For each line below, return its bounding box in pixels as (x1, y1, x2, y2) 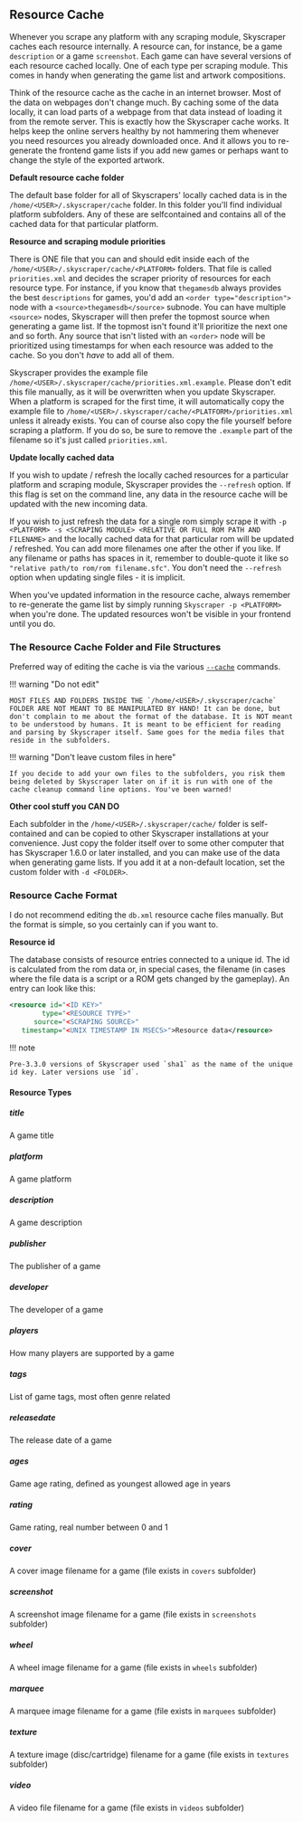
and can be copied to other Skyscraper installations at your (48, 828, 270, 840)
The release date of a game (9, 1435, 112, 1446)
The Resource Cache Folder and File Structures (9, 641, 222, 653)
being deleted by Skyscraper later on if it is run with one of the (9, 777, 273, 786)
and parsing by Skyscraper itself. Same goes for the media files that (9, 728, 285, 737)
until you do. (9, 618, 56, 629)
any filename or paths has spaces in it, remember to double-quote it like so (9, 552, 289, 564)
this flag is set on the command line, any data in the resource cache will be (9, 489, 288, 499)
